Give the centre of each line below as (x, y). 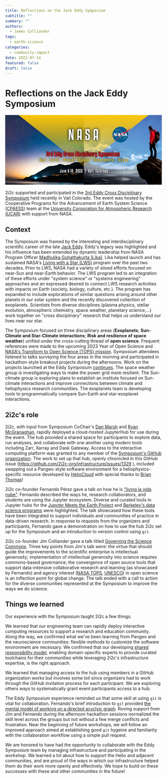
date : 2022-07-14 (23, 58)
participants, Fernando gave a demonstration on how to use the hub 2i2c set (83, 526)
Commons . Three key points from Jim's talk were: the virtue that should (79, 547)
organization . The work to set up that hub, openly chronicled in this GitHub (82, 459)
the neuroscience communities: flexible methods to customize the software (82, 642)
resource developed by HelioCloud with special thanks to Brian (87, 475)
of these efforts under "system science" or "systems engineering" (73, 279)
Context (18, 230)
